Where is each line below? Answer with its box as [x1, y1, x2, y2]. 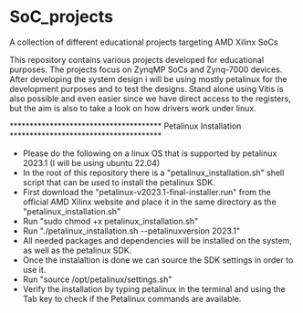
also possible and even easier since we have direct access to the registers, [9, 93, 292, 104]
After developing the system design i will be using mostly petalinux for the [9, 73, 287, 84]
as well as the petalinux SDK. [22, 245, 132, 256]
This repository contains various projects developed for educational [9, 54, 265, 65]
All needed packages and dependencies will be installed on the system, [22, 235, 292, 245]
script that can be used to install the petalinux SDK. [22, 176, 216, 188]
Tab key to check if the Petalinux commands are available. [22, 293, 242, 304]
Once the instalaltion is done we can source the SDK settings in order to [22, 254, 294, 266]
